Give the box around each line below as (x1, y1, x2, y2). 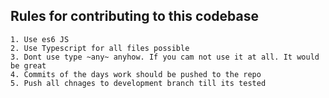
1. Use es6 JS (10, 34, 70, 44)
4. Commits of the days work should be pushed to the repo (10, 69, 262, 79)
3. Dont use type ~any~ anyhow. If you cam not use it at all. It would (10, 52, 320, 62)
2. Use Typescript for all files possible (10, 43, 190, 53)
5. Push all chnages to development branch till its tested (10, 78, 267, 88)
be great (10, 60, 47, 71)
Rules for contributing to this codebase (10, 8, 259, 25)
